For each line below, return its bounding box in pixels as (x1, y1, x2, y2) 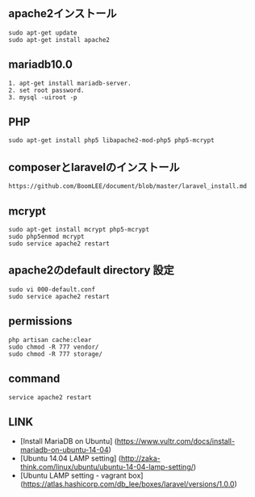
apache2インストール (8, 6, 117, 21)
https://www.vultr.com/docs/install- (116, 436, 236, 446)
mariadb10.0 (8, 58, 73, 72)
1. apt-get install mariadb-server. (8, 79, 132, 87)
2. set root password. (8, 86, 85, 94)
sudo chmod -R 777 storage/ (8, 349, 103, 358)
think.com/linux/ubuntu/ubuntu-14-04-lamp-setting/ (19, 462, 194, 472)
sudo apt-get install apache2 (8, 35, 111, 44)
